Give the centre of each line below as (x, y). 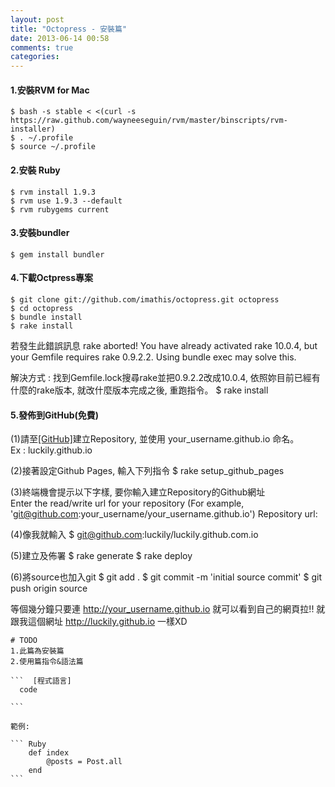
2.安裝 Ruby (35, 170)
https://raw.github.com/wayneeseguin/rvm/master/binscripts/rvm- (149, 121)
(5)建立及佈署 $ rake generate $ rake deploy (101, 556)
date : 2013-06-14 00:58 (60, 38)
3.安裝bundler (40, 233)
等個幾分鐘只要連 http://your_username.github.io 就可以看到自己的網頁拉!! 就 (168, 609)
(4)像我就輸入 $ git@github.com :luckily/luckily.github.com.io (134, 535)
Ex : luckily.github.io (51, 450)
